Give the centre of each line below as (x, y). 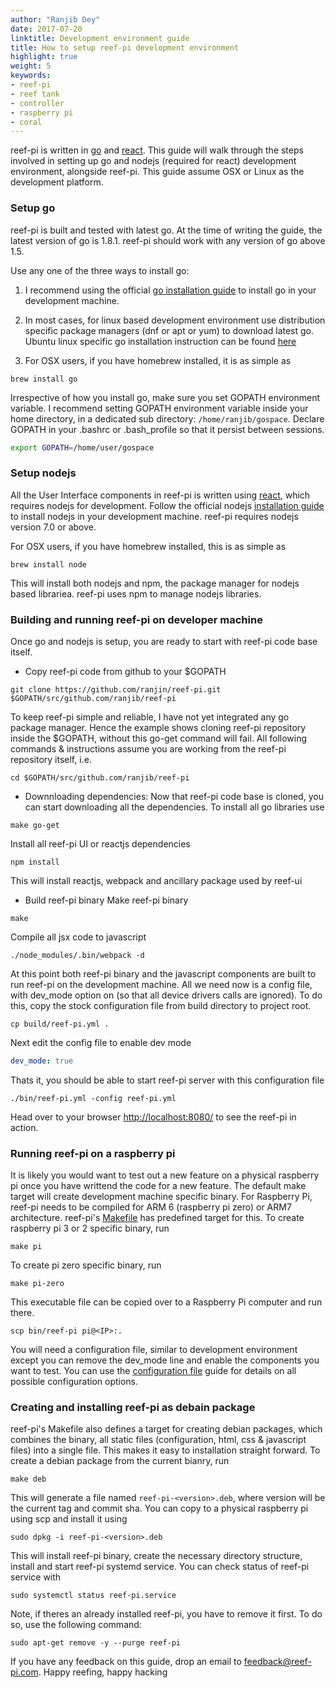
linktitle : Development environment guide (100, 38)
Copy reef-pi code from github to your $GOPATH (125, 672)
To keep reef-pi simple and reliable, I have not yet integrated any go (150, 717)
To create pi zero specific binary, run (86, 1265)
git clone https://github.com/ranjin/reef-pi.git (116, 690)
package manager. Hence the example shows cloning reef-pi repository (158, 728)
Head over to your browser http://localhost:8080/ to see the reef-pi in (153, 1117)
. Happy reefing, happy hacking (103, 1672)
